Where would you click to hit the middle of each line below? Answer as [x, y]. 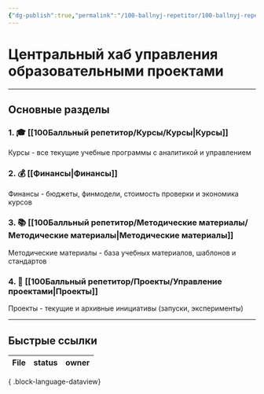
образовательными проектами [116, 71]
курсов [20, 202]
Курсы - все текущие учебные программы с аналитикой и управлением [130, 153]
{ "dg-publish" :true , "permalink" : [63, 15]
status [46, 363]
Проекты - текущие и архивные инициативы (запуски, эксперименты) [126, 308]
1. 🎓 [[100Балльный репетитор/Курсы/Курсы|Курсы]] [118, 132]
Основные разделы [59, 110]
